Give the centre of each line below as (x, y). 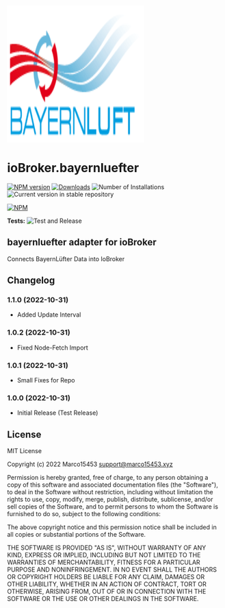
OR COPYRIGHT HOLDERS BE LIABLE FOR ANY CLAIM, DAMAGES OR (106, 577)
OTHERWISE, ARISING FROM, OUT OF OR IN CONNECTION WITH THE (107, 592)
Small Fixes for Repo (46, 380)
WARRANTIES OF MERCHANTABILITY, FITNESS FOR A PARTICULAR (104, 562)
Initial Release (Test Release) (57, 413)
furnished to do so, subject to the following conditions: (84, 514)
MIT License (25, 451)
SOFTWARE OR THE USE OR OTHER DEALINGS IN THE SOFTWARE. (103, 599)
